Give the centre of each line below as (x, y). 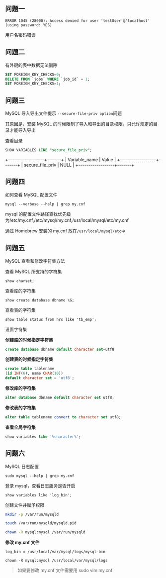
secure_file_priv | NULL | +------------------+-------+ (79, 165)
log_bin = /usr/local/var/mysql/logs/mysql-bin (55, 552)
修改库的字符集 (20, 388)
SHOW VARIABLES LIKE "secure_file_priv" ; (49, 150)
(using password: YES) (29, 25)
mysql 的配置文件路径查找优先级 (38, 214)
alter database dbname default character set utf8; (60, 398)
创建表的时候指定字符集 (29, 359)
